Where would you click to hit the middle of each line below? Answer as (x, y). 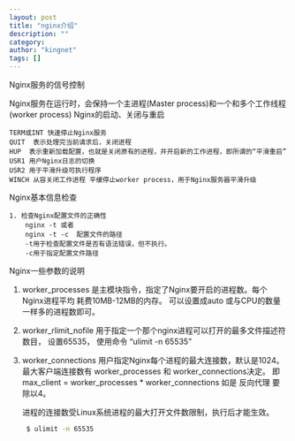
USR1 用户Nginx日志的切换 (52, 161)
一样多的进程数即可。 (61, 312)
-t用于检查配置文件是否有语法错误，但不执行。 (98, 244)
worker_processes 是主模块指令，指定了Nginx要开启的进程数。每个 (144, 289)
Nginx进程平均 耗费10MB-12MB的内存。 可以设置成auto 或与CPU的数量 (151, 300)
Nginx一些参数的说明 (47, 271)
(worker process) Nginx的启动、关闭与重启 (87, 114)
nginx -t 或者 (49, 225)
